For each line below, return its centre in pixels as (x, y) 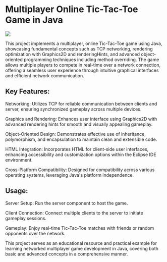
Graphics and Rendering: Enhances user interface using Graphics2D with (81, 119)
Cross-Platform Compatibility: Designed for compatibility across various (80, 170)
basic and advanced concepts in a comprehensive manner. (67, 254)
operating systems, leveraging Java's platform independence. (70, 175)
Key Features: (27, 92)
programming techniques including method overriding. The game (91, 60)
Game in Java (34, 20)
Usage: (17, 191)
